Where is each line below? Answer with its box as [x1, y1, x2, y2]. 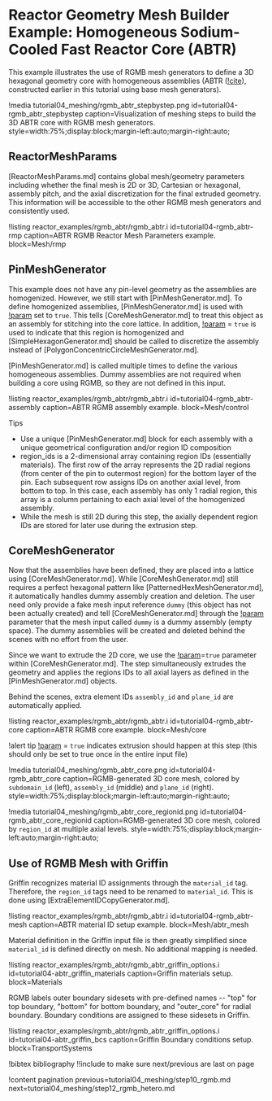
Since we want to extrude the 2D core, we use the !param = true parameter [8, 650, 257, 660]
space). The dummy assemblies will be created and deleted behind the [8, 626, 246, 636]
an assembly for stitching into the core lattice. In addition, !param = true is [8, 319, 257, 329]
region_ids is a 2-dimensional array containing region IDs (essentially [19, 451, 252, 461]
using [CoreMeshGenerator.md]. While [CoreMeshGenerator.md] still [8, 574, 239, 583]
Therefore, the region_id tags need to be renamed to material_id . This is [8, 887, 253, 897]
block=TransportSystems [8, 1043, 93, 1053]
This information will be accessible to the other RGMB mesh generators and [8, 197, 261, 207]
